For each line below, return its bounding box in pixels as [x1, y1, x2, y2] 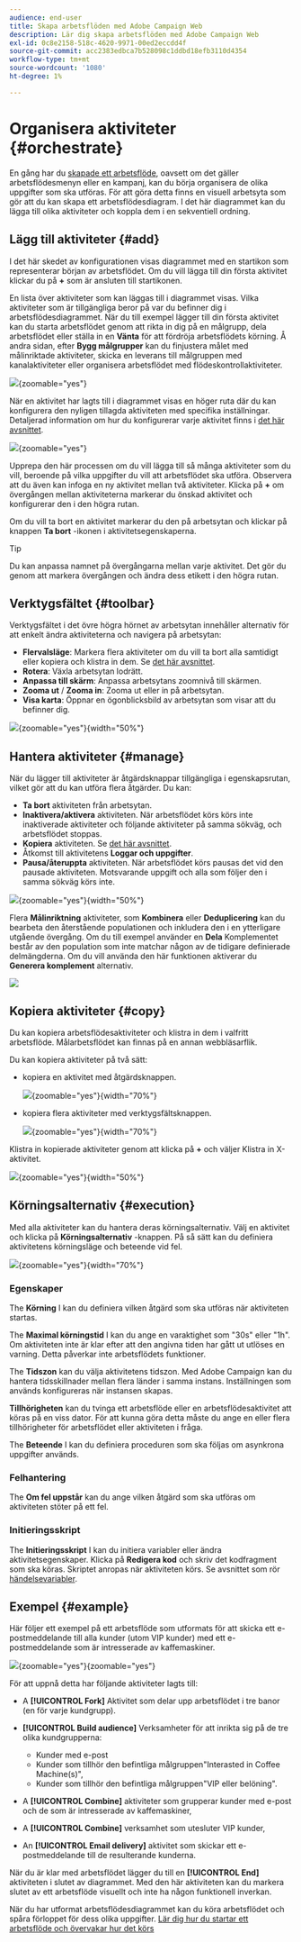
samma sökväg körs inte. [22, 876, 115, 887]
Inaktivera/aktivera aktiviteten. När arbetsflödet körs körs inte [22, 810, 253, 821]
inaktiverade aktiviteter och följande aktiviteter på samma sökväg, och [22, 819, 282, 830]
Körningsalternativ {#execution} [9, 1198, 196, 1213]
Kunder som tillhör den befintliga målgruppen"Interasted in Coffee [35, 1759, 280, 1770]
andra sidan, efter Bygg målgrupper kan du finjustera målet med [9, 340, 249, 351]
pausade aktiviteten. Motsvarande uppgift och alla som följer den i [22, 867, 268, 878]
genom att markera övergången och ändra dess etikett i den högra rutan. [9, 569, 279, 581]
